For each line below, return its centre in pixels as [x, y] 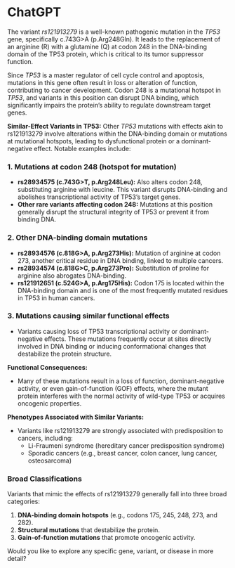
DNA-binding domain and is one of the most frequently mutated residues [122, 290]
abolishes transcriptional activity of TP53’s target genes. [99, 197]
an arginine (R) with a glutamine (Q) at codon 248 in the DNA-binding [107, 46]
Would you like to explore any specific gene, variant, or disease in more [110, 551]
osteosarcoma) [50, 460]
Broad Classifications [45, 479]
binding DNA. [37, 219]
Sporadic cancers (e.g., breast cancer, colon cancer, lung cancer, [122, 453]
